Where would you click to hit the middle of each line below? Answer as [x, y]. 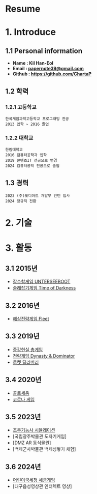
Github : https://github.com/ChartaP [52, 74]
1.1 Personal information [44, 51]
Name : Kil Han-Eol [33, 63]
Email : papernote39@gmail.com [48, 69]
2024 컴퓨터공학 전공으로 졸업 [33, 166]
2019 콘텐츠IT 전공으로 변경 [31, 161]
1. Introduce [30, 32]
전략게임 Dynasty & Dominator [44, 356]
